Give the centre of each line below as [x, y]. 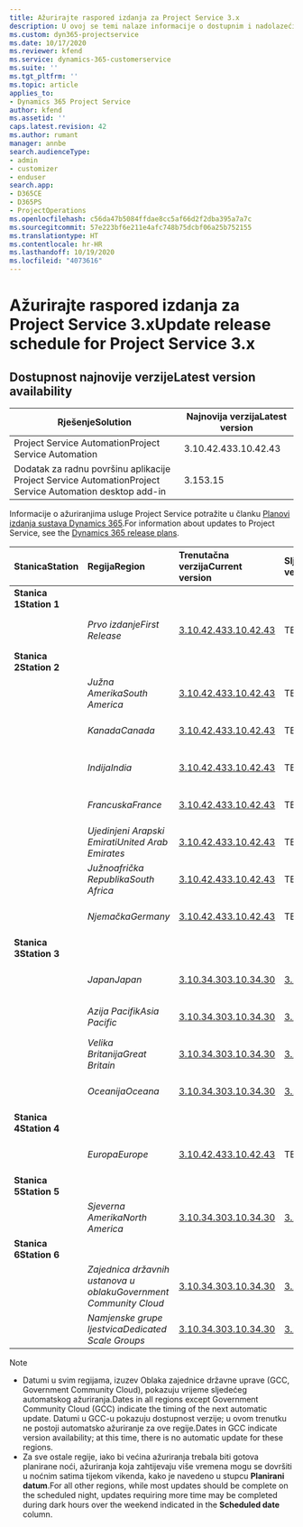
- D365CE [26, 194]
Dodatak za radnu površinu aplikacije [92, 469]
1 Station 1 [37, 604]
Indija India [110, 768]
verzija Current [211, 566]
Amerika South [118, 693]
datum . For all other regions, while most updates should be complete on [155, 1486]
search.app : [32, 186]
